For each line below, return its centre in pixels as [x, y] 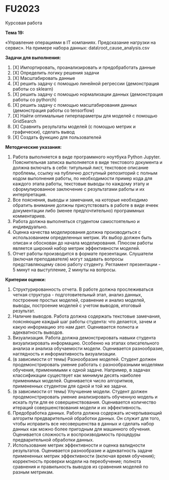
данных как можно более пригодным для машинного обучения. [82, 429]
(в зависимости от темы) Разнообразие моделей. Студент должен [84, 359]
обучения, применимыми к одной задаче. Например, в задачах [81, 370]
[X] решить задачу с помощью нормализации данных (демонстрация [88, 94]
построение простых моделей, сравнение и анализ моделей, [79, 300]
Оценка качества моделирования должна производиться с [77, 232]
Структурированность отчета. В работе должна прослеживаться [83, 289]
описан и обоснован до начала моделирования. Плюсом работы [83, 243]
